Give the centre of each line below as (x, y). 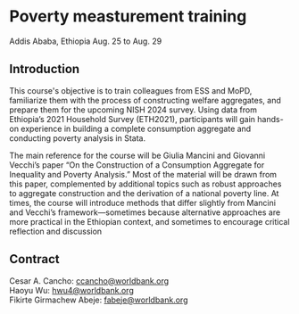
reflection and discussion (56, 231)
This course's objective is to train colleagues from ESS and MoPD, (131, 90)
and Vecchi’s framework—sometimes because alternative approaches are (145, 212)
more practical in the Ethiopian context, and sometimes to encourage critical (149, 221)
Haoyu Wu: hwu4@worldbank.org (71, 290)
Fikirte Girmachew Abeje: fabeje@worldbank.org (99, 300)
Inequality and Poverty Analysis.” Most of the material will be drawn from (143, 174)
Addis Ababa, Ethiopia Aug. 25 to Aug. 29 (86, 41)
